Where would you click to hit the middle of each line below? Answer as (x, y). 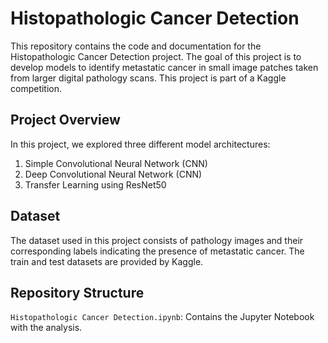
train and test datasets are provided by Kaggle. (107, 261)
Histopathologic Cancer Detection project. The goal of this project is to (156, 56)
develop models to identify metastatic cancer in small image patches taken (164, 67)
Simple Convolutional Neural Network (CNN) (116, 163)
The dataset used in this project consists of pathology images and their (157, 240)
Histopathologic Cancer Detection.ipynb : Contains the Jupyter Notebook (162, 317)
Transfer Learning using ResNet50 (95, 184)
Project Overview (65, 120)
